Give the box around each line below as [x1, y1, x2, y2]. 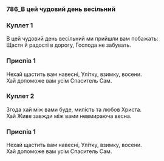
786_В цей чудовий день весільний [6, 5, 116, 13]
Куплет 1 [6, 21, 33, 29]
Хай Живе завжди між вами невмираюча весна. [6, 112, 132, 120]
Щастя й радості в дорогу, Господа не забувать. [6, 41, 132, 49]
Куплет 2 [6, 92, 35, 100]
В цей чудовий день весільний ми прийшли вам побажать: [6, 35, 159, 43]
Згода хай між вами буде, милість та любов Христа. [6, 106, 142, 113]
